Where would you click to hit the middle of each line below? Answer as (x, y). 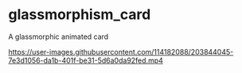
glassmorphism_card (80, 15)
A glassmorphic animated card (59, 36)
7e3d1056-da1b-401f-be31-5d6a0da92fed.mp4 (86, 60)
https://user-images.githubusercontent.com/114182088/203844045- (121, 52)
